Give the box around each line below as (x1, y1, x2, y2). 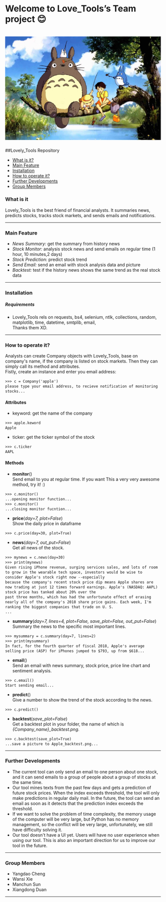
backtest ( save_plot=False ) (12, 716, 68, 722)
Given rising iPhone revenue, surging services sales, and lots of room (5, 565, 158, 570)
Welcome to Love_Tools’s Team (5, 3, 136, 14)
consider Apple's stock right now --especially (5, 575, 105, 580)
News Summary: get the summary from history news (12, 241, 120, 246)
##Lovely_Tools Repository (5, 147, 60, 154)
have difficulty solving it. (12, 827, 63, 833)
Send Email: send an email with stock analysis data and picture (12, 261, 141, 268)
